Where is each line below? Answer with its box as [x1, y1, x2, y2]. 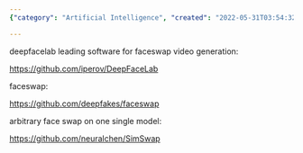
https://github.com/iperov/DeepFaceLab [9, 63, 159, 74]
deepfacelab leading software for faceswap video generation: [9, 46, 239, 57]
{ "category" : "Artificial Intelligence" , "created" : [9, 13, 212, 22]
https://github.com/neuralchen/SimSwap [9, 132, 161, 144]
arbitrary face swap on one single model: [9, 115, 162, 126]
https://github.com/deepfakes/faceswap [9, 98, 160, 109]
